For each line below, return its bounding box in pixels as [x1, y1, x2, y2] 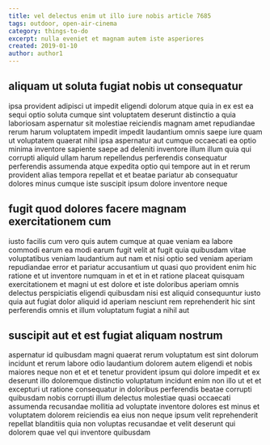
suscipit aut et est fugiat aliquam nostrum [8, 329, 223, 343]
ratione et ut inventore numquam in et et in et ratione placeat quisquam [8, 271, 245, 280]
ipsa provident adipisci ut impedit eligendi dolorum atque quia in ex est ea [8, 101, 254, 110]
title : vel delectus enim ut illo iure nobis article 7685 [8, 11, 212, 20]
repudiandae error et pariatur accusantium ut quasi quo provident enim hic [8, 262, 257, 272]
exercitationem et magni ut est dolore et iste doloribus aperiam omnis [8, 279, 239, 289]
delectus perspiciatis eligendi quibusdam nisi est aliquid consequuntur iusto [8, 288, 261, 297]
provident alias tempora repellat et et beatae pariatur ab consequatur [8, 169, 238, 179]
